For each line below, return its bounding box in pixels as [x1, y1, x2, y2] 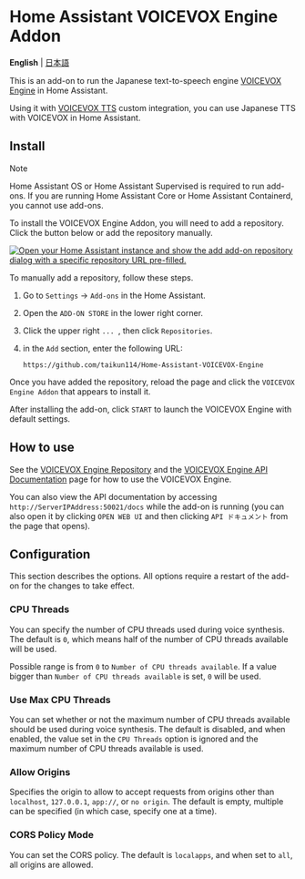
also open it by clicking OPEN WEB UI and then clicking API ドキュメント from [9, 510, 289, 521]
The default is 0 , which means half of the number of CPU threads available [9, 633, 289, 644]
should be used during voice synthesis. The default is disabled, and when [9, 723, 286, 734]
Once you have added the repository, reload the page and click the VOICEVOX [9, 376, 296, 387]
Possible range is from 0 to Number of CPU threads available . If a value [9, 660, 278, 671]
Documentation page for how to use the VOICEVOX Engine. [9, 474, 232, 485]
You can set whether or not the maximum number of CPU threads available [9, 713, 290, 725]
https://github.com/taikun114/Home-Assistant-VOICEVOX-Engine [22, 360, 264, 370]
